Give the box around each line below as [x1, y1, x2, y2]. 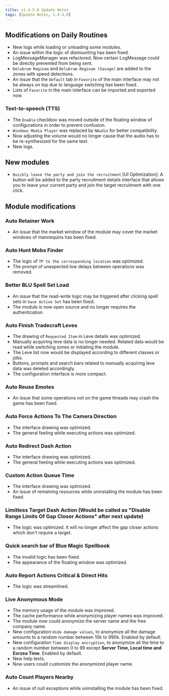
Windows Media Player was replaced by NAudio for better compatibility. [12, 127, 158, 133]
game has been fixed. [12, 400, 58, 407]
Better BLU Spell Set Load [5, 281, 69, 288]
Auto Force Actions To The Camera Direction [5, 413, 117, 420]
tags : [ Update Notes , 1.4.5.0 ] [5, 12, 71, 17]
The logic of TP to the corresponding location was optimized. [12, 258, 144, 264]
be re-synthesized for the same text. [12, 138, 89, 144]
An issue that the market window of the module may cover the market [12, 229, 158, 235]
